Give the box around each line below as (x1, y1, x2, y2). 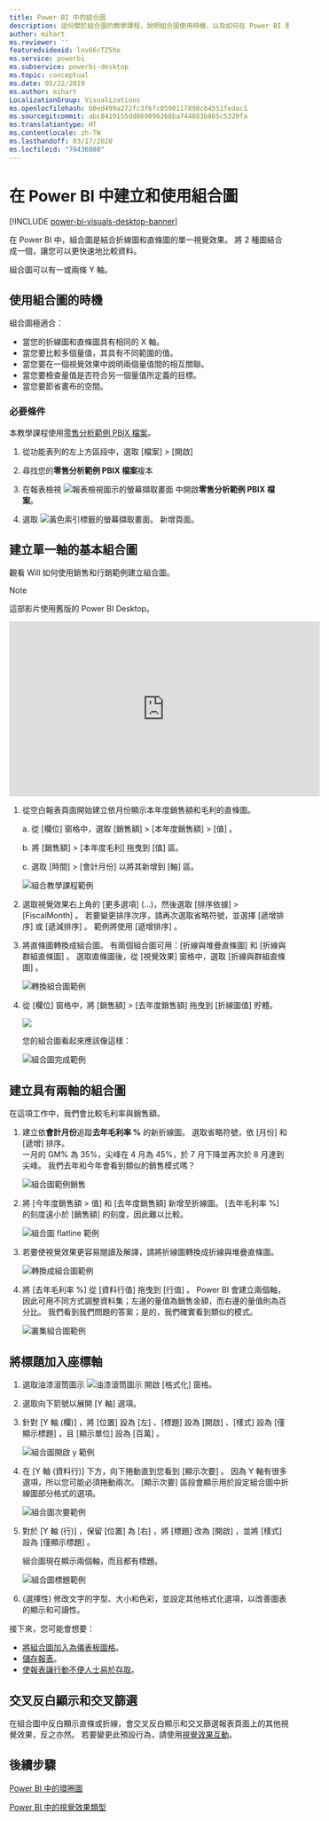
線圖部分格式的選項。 (21, 1488, 100, 1499)
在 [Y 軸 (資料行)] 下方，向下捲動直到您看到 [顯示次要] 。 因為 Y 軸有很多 (21, 1466, 287, 1477)
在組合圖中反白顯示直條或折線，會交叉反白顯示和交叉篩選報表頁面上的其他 (9, 1718, 281, 1729)
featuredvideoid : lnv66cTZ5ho (9, 46, 121, 55)
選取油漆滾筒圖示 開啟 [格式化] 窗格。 (21, 1379, 217, 1390)
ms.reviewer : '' (9, 37, 69, 47)
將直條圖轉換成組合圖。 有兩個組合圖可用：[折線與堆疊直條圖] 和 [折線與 (21, 940, 286, 950)
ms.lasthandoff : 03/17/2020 (9, 137, 114, 146)
